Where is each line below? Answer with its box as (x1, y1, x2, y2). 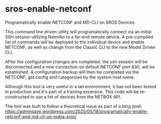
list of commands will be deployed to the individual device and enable (5, 39, 145, 45)
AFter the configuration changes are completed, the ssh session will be (5, 59, 148, 64)
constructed (5, 93, 30, 100)
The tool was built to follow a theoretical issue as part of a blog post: (5, 103, 143, 109)
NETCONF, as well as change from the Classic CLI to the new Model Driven (5, 44, 156, 50)
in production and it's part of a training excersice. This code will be (5, 89, 139, 94)
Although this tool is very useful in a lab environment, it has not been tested (5, 83, 157, 89)
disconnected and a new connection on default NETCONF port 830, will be (5, 64, 155, 70)
